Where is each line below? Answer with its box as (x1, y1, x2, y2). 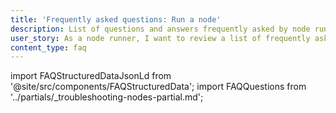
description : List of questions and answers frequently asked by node (10, 24, 311, 34)
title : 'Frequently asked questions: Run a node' (10, 14, 222, 25)
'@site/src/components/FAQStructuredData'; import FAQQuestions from (10, 81, 307, 93)
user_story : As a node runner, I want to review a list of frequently (10, 33, 311, 43)
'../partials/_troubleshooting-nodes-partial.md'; (10, 91, 204, 103)
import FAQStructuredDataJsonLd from (10, 70, 172, 82)
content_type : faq (10, 42, 87, 53)
